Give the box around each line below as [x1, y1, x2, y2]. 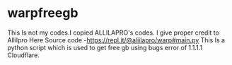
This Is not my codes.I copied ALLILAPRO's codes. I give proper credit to [7, 28, 219, 37]
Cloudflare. [7, 51, 40, 59]
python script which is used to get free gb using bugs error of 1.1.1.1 [7, 43, 203, 52]
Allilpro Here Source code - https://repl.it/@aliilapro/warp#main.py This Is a [7, 35, 225, 44]
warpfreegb [7, 5, 79, 21]
